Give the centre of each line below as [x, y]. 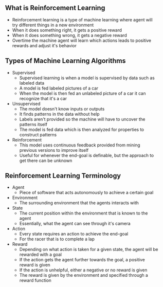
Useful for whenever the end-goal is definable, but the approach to [87, 155]
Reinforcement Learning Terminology [63, 176]
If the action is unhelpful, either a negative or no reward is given [83, 270]
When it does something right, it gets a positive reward [67, 30]
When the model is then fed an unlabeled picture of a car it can [82, 93]
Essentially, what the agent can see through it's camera [75, 224]
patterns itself [33, 124]
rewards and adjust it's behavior [44, 45]
